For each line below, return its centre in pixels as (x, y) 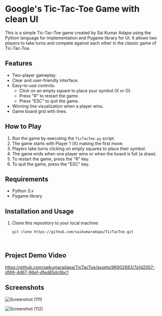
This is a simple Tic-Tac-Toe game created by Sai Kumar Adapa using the (78, 33)
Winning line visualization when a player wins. (58, 106)
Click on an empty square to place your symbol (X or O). (75, 90)
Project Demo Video (36, 256)
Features (19, 63)
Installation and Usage (39, 211)
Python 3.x (23, 191)
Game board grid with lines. (40, 111)
